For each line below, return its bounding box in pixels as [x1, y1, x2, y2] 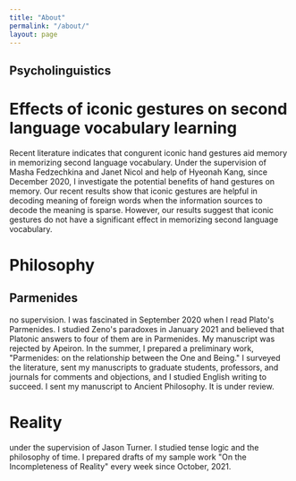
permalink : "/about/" [9, 21, 90, 30]
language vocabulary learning [9, 117, 237, 138]
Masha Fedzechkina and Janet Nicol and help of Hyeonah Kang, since [9, 167, 268, 177]
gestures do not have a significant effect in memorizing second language [9, 214, 279, 225]
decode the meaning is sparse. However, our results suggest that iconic [9, 204, 275, 215]
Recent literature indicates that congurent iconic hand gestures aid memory [9, 147, 288, 158]
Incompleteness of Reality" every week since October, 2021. [9, 460, 232, 471]
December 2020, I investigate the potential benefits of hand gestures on [9, 176, 275, 186]
